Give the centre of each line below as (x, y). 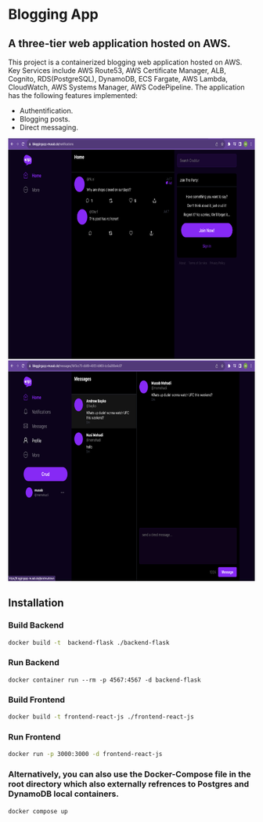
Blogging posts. (45, 119)
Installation (36, 603)
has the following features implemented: (73, 95)
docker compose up (38, 811)
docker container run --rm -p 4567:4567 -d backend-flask (104, 680)
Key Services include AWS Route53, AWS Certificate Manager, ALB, (117, 71)
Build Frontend (36, 700)
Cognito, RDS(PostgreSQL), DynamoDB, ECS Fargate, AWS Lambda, (118, 79)
